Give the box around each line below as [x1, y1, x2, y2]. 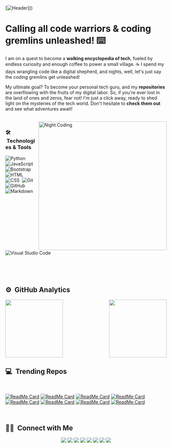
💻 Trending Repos [5, 367, 68, 376]
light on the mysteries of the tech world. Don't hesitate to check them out [5, 100, 161, 106]
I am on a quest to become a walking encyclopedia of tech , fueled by [5, 55, 153, 61]
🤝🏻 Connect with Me [5, 423, 73, 432]
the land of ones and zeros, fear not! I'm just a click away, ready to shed [5, 95, 158, 101]
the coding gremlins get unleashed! [5, 74, 80, 80]
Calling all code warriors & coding [5, 23, 152, 34]
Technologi [6, 137, 35, 144]
